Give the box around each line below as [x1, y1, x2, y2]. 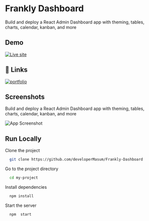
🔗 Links [5, 66, 28, 74]
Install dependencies [5, 184, 47, 190]
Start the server [5, 202, 37, 208]
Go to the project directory [5, 166, 59, 172]
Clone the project [5, 148, 40, 154]
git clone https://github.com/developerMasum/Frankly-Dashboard [9, 157, 143, 162]
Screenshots [5, 92, 45, 101]
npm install [9, 194, 34, 199]
